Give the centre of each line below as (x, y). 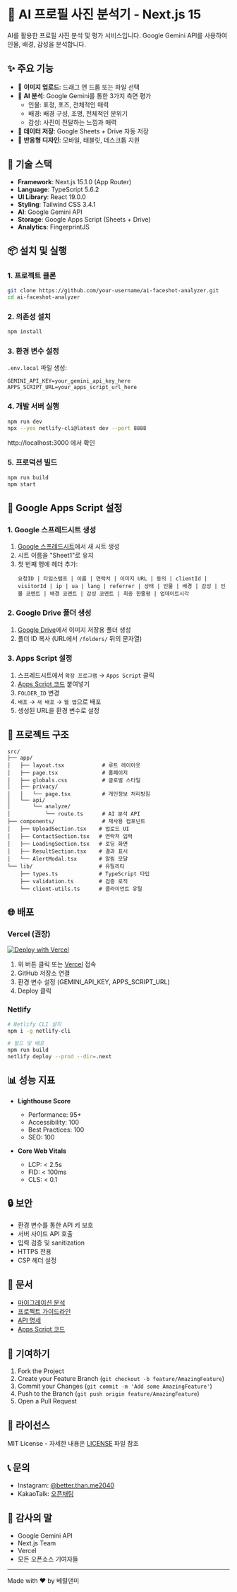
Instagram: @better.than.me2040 (66, 1485)
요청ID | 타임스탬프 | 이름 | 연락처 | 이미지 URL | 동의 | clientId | (113, 579)
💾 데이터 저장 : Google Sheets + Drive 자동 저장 (83, 131)
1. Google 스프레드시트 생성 (52, 529)
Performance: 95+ (55, 1114)
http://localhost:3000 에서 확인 (51, 443)
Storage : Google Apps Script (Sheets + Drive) (84, 219)
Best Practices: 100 (56, 1130)
